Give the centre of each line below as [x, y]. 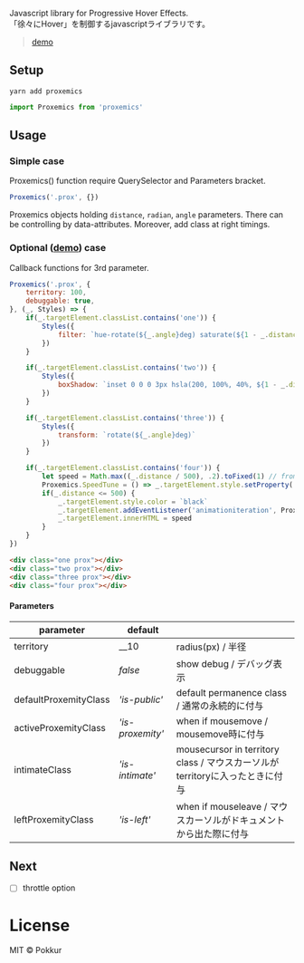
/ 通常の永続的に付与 [220, 706]
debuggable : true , [60, 301]
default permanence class [232, 692]
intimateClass [43, 769]
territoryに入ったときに [225, 775]
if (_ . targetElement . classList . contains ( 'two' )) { [121, 368]
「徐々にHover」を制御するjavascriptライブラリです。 [110, 24]
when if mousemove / [222, 721]
